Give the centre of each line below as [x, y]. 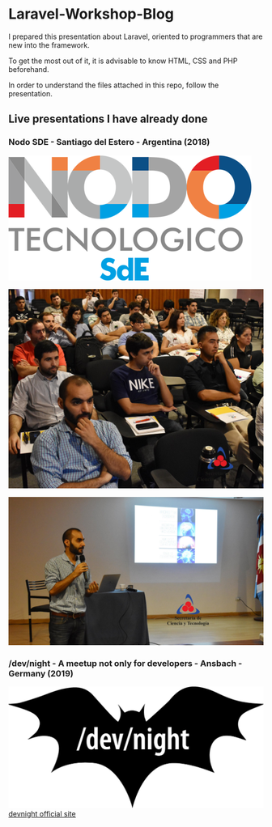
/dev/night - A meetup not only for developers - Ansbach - [125, 663]
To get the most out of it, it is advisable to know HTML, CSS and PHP [123, 61]
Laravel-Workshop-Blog [91, 14]
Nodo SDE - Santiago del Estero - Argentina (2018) [109, 142]
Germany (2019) [41, 673]
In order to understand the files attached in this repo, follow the [114, 85]
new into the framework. [49, 45]
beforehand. [29, 69]
